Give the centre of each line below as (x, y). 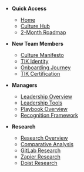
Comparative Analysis (47, 144)
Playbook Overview (44, 109)
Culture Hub (35, 26)
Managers (24, 85)
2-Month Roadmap (43, 32)
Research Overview (44, 138)
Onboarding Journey (46, 68)
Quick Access (29, 9)
